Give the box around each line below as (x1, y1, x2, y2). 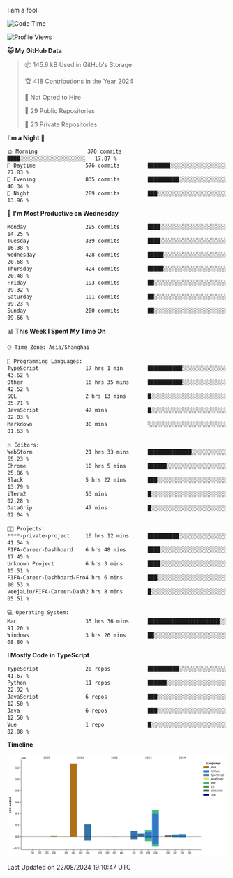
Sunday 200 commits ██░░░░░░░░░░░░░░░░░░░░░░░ (7, 307, 227, 314)
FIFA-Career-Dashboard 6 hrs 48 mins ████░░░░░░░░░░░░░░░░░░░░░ (7, 546, 227, 553)
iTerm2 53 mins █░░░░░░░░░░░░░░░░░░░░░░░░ (7, 491, 227, 498)
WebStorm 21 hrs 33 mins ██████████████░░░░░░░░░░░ (7, 449, 227, 456)
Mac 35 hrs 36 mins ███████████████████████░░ (7, 618, 227, 625)
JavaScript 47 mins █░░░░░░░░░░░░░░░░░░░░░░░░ (7, 407, 227, 414)
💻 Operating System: (7, 609, 70, 616)
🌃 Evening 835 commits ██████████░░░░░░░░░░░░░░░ (7, 176, 227, 183)
